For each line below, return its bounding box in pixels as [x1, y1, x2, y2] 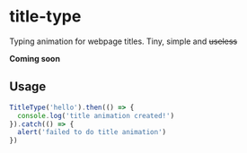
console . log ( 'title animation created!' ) [17, 111, 175, 120]
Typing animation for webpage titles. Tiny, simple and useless [9, 36, 238, 47]
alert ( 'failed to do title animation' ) [17, 128, 167, 137]
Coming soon [9, 53, 61, 64]
